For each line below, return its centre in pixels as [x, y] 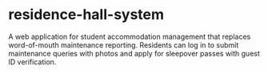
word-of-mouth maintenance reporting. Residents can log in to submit [124, 44]
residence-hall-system [86, 15]
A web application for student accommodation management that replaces [130, 36]
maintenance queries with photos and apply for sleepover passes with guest [134, 53]
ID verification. [32, 62]
